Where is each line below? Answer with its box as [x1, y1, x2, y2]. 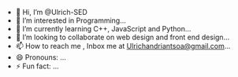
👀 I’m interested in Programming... [15, 16, 126, 25]
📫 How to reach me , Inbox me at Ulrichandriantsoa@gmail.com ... [15, 42, 231, 50]
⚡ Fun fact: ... [15, 61, 59, 71]
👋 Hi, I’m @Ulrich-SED [15, 8, 88, 16]
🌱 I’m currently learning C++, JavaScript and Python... [15, 24, 192, 33]
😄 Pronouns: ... [15, 53, 67, 62]
